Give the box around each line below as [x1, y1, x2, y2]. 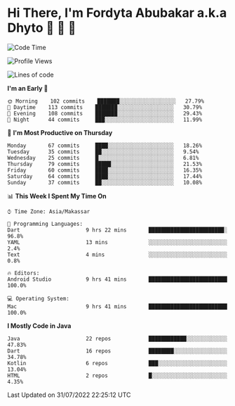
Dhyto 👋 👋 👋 [7, 20, 76, 36]
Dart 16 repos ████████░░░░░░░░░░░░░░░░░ [7, 347, 228, 355]
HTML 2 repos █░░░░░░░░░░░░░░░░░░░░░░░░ [7, 372, 228, 379]
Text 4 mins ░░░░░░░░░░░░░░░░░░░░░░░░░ [7, 251, 228, 258]
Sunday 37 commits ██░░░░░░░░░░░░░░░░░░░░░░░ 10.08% [7, 179, 202, 186]
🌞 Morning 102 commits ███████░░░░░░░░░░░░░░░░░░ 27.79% [7, 97, 205, 105]
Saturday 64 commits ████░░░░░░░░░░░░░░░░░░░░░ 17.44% [7, 172, 202, 180]
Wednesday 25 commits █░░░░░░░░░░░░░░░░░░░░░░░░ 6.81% [7, 154, 199, 161]
